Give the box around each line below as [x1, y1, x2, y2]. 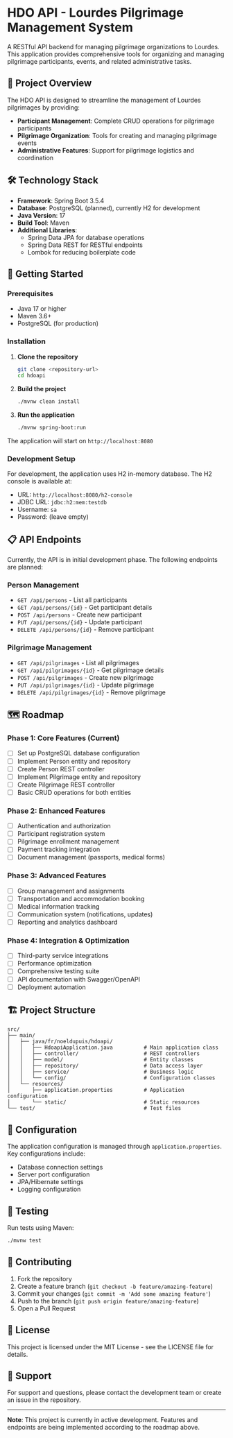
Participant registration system [17, 830, 105, 838]
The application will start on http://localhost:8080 [7, 437, 154, 445]
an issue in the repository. [7, 1396, 81, 1404]
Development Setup [7, 454, 76, 463]
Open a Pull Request [17, 1304, 76, 1312]
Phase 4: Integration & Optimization [7, 935, 130, 945]
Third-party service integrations [17, 952, 109, 960]
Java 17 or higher [17, 305, 67, 313]
